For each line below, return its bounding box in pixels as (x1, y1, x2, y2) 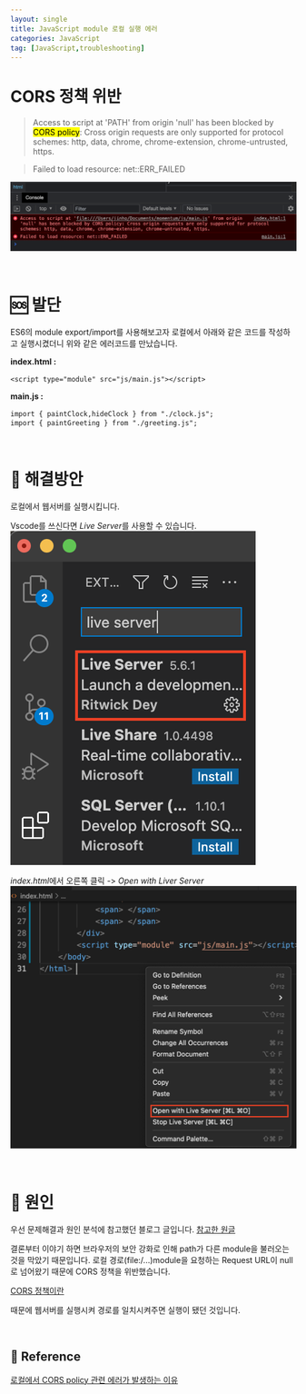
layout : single (10, 15, 68, 24)
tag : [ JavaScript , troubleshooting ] (10, 44, 145, 53)
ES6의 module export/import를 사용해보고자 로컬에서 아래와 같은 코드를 (10, 326, 267, 337)
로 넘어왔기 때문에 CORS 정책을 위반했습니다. (10, 1266, 171, 1277)
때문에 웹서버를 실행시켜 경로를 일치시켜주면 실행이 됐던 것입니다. (10, 1304, 242, 1315)
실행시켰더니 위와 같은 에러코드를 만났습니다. (19, 337, 178, 349)
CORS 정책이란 (10, 1285, 64, 1296)
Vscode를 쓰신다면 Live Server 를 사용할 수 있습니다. (10, 520, 197, 531)
